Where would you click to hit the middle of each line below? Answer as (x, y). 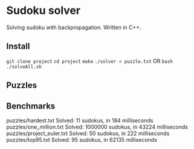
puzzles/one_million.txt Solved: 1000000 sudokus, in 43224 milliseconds (97, 127)
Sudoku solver (43, 11)
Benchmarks (31, 106)
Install (18, 46)
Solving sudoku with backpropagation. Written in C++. (74, 27)
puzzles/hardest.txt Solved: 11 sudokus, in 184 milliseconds (80, 120)
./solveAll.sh (24, 67)
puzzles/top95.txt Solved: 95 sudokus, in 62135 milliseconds (82, 139)
